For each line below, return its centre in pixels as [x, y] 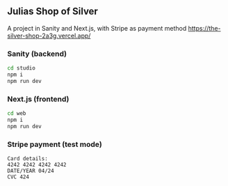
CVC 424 [18, 177]
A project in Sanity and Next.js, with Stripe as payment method [97, 28]
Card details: [28, 158]
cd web [17, 114]
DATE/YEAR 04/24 [31, 171]
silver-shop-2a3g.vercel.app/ [49, 36]
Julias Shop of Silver [53, 11]
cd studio [22, 68]
